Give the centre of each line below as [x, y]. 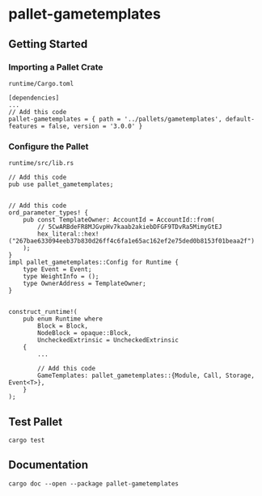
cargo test [27, 440]
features [23, 126]
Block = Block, [63, 326]
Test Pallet [36, 422]
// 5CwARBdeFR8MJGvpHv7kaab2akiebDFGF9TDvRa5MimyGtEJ [130, 227]
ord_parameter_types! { [49, 213]
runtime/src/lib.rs [41, 163]
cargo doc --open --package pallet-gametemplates [94, 483]
